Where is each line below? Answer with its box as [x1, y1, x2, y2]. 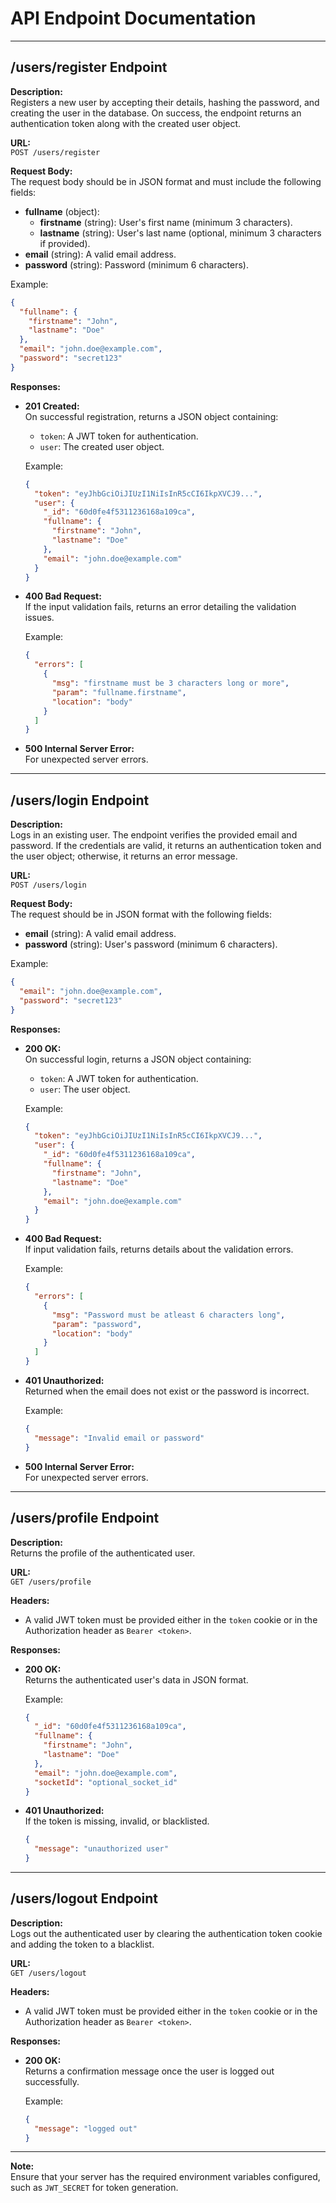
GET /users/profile [10, 1577, 92, 1587]
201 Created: [24, 400, 80, 412]
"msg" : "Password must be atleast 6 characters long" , [51, 1310, 286, 1320]
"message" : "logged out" [34, 2123, 138, 2134]
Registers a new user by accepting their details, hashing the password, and [10, 96, 320, 108]
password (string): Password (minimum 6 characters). [24, 258, 249, 271]
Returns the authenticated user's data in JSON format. [24, 1673, 249, 1686]
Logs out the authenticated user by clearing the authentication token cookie [10, 1927, 323, 1939]
